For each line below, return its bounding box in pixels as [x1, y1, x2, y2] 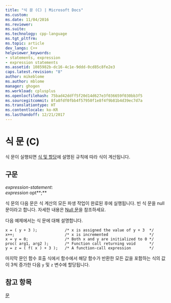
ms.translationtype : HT [5, 103, 56, 108]
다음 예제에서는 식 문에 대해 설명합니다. [5, 217, 83, 223]
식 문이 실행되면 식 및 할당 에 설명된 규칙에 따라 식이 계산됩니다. [5, 154, 131, 160]
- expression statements [5, 60, 58, 65]
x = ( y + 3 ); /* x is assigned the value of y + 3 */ [5, 227, 154, 233]
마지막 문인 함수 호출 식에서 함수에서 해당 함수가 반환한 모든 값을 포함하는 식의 [5, 255, 161, 261]
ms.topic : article [5, 41, 44, 46]
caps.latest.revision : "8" [5, 70, 63, 75]
